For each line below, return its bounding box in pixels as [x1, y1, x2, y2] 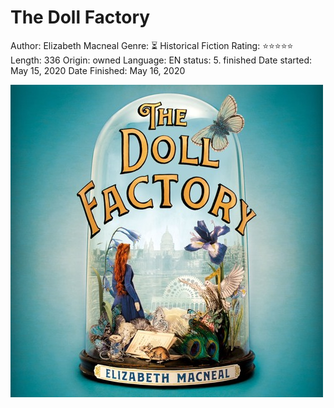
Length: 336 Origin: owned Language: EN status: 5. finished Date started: [10, 54, 313, 66]
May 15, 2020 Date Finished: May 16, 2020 [10, 64, 186, 76]
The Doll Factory [10, 6, 151, 29]
